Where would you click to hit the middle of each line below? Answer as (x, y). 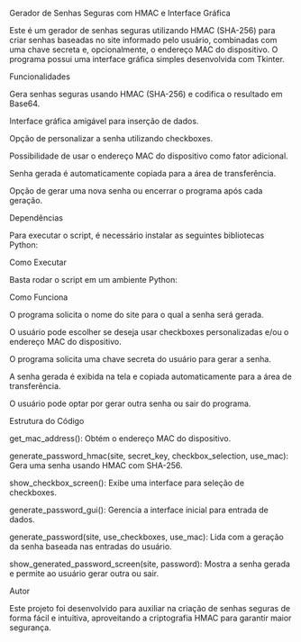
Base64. (25, 104)
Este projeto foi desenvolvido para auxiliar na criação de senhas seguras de (150, 608)
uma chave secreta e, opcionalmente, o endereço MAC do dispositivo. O (144, 50)
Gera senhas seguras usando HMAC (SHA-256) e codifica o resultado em (146, 94)
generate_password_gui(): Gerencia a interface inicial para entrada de (139, 510)
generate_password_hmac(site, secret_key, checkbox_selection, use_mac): (149, 456)
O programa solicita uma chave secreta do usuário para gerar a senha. (141, 359)
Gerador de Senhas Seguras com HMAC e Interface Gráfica (120, 13)
